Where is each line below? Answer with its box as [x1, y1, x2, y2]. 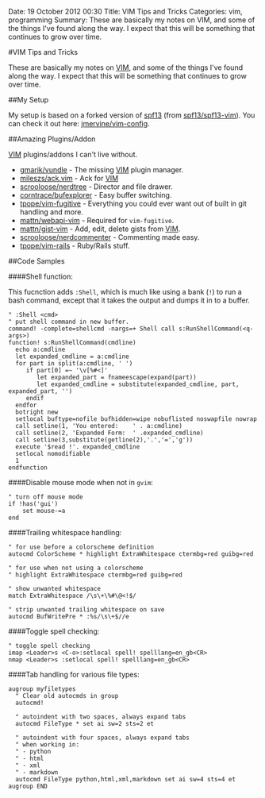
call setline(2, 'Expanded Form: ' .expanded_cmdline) [15, 429, 204, 437]
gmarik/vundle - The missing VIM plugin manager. [19, 165, 184, 174]
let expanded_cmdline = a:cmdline [15, 353, 129, 360]
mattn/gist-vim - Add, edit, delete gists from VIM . [19, 224, 181, 233]
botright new [15, 408, 59, 416]
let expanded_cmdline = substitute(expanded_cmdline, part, [36, 380, 240, 388]
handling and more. [19, 207, 83, 217]
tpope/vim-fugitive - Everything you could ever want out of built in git [19, 199, 248, 208]
